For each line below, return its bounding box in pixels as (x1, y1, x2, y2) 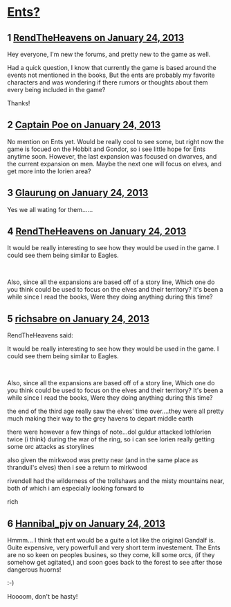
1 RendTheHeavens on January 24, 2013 (7, 32, 185, 44)
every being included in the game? (7, 86, 106, 94)
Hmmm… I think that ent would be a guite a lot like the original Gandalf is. (7, 536, 216, 545)
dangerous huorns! (7, 565, 62, 574)
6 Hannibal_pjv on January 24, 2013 (7, 518, 166, 529)
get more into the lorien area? (7, 167, 91, 175)
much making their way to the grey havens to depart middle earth (7, 414, 194, 423)
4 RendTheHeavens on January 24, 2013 (7, 226, 187, 238)
